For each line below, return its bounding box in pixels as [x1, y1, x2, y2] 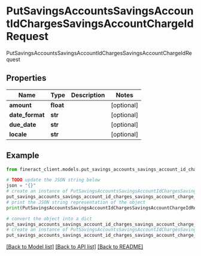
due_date [9, 120, 36, 129]
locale [9, 130, 27, 138]
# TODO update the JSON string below [6, 177, 100, 183]
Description [71, 91, 105, 99]
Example [6, 151, 39, 161]
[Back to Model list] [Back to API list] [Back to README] [6, 243, 144, 251]
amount [9, 100, 32, 109]
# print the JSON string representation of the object [6, 199, 146, 205]
